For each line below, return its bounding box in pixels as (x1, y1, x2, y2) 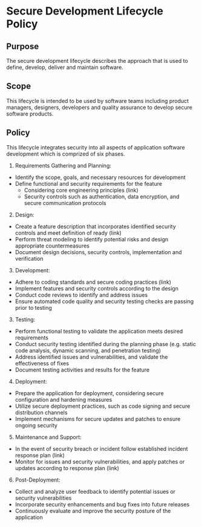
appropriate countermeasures (15, 242, 90, 249)
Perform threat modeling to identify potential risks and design (15, 235, 169, 243)
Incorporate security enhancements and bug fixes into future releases (15, 500, 190, 508)
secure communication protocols (24, 199, 107, 206)
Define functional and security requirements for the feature (15, 180, 162, 187)
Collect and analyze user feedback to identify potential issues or (15, 488, 176, 495)
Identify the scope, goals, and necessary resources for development (15, 174, 186, 181)
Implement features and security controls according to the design (15, 284, 178, 292)
